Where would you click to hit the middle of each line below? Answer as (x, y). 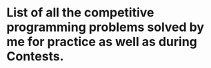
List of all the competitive (80, 13)
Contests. (35, 57)
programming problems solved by (105, 27)
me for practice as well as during (102, 42)
